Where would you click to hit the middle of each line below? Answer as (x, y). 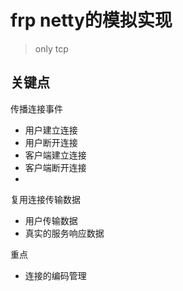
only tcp (51, 48)
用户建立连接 (51, 130)
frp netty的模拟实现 (91, 20)
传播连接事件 (36, 108)
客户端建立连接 (55, 155)
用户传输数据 (51, 220)
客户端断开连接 (55, 167)
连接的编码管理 (55, 275)
